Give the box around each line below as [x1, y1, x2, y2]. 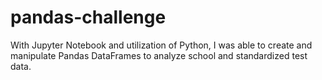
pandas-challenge [10, 6, 167, 29]
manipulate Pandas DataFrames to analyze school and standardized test [10, 49, 308, 61]
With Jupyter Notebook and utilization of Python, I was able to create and [10, 39, 313, 51]
